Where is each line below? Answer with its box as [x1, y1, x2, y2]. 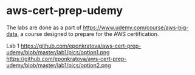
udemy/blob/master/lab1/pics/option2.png [6, 62, 111, 69]
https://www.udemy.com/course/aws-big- [83, 24, 189, 31]
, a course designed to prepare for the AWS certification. [17, 30, 159, 37]
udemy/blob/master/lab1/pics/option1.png [6, 48, 110, 55]
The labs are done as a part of [6, 24, 82, 31]
